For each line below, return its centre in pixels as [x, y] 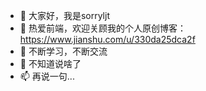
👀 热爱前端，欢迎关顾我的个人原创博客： [103, 28]
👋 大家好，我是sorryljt [64, 15]
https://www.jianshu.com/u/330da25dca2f [107, 39]
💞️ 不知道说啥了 [50, 63]
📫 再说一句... [47, 76]
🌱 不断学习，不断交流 [63, 51]
